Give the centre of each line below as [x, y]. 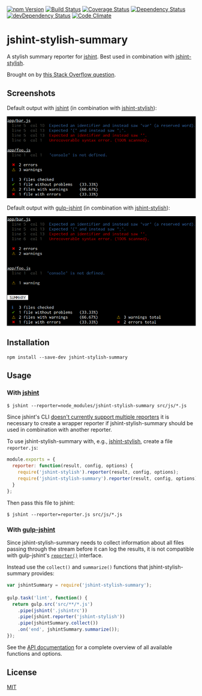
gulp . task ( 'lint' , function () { [47, 598]
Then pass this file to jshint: [41, 503]
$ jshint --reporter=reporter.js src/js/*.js [64, 514]
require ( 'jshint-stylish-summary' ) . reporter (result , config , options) [108, 479]
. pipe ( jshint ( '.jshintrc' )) [52, 610]
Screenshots [31, 93]
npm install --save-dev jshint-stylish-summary [67, 357]
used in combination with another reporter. [60, 430]
